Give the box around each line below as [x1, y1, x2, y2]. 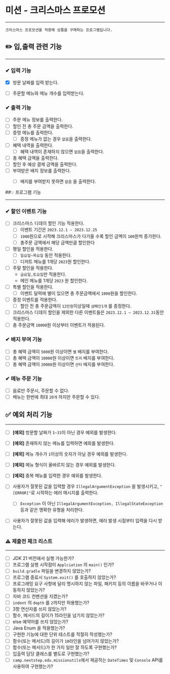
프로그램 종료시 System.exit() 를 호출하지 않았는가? [12, 574, 116, 580]
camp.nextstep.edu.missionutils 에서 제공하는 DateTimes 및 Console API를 [12, 657, 163, 663]
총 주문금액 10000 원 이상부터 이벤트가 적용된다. [12, 322, 105, 328]
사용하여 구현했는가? [12, 663, 53, 669]
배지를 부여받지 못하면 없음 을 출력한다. [20, 179, 96, 185]
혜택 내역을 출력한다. [12, 142, 54, 148]
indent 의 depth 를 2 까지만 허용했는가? [12, 599, 90, 606]
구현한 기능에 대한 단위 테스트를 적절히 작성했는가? [12, 631, 112, 637]
